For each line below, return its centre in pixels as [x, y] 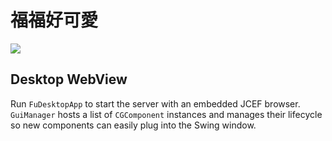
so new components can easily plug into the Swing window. [133, 125]
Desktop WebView [69, 79]
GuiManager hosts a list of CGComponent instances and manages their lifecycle [166, 114]
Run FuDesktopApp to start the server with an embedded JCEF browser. [155, 103]
